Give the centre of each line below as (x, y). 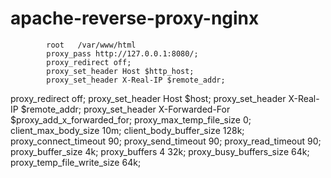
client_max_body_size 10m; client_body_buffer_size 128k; (127, 130)
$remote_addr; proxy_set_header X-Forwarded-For (125, 109)
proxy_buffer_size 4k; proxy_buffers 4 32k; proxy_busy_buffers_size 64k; (160, 151)
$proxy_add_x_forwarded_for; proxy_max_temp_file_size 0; (131, 119)
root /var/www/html (91, 45)
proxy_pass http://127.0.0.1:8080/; (122, 53)
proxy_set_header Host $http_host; (120, 71)
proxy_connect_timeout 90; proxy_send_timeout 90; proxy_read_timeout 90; (166, 141)
